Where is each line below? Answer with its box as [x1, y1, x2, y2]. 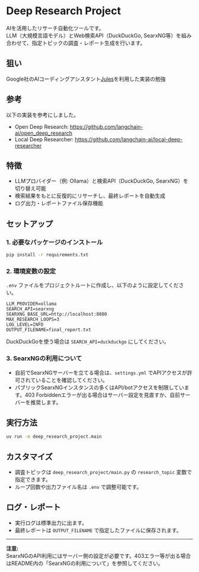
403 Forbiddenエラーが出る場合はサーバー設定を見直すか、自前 [24, 391, 181, 398]
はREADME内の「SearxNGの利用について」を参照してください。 [6, 560, 164, 567]
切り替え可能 [14, 185, 46, 192]
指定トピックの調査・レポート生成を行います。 [31, 39, 146, 46]
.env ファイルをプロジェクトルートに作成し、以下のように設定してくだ [6, 282, 179, 289]
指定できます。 [14, 476, 52, 483]
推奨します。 [30, 399, 62, 406]
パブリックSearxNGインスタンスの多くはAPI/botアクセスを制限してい [14, 384, 185, 391]
